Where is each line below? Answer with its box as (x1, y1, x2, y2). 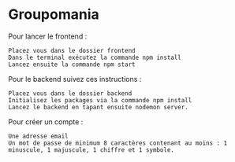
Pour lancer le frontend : (8, 31, 88, 41)
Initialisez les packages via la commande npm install (8, 96, 192, 104)
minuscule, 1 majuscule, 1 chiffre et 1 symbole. (8, 145, 175, 154)
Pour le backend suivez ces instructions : (8, 74, 142, 83)
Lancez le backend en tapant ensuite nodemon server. (8, 103, 189, 111)
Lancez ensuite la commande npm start (8, 61, 136, 68)
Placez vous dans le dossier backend (8, 89, 132, 98)
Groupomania (8, 6, 100, 24)
